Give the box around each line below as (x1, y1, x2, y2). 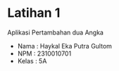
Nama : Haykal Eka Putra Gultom (17, 41, 113, 50)
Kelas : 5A (17, 56, 47, 65)
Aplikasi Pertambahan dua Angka (7, 28, 104, 37)
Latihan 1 (7, 5, 61, 21)
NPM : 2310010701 (17, 49, 72, 58)
